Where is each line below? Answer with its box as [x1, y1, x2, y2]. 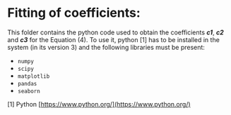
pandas [17, 80, 37, 87]
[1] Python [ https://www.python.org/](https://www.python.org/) [7, 100, 191, 108]
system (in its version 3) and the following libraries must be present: [7, 43, 205, 51]
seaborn [17, 88, 40, 95]
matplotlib [17, 72, 50, 80]
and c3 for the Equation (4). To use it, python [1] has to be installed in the [7, 35, 220, 43]
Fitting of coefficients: [7, 5, 141, 21]
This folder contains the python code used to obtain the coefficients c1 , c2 [7, 28, 224, 36]
